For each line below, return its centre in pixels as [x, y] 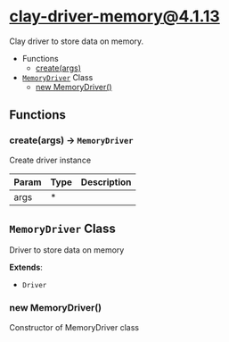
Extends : [26, 267]
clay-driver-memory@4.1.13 [114, 17]
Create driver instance [50, 160]
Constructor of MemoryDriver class [74, 327]
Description [106, 182]
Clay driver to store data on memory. [77, 41]
